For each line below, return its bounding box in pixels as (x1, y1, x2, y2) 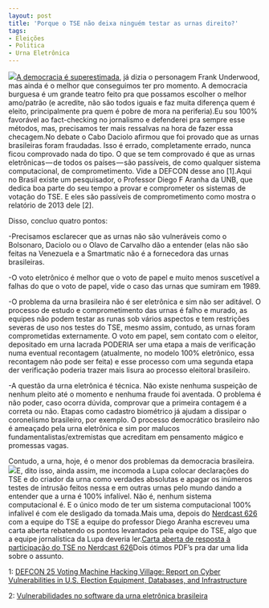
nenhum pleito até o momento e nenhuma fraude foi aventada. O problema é (8, 389, 262, 399)
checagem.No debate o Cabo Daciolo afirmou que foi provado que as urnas (8, 132, 259, 142)
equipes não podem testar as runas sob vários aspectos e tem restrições (8, 314, 251, 323)
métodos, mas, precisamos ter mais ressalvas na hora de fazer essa (8, 124, 234, 133)
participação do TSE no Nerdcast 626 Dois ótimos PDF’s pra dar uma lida (8, 543, 249, 552)
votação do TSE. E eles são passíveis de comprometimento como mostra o (8, 192, 256, 201)
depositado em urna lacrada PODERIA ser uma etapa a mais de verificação (8, 339, 256, 349)
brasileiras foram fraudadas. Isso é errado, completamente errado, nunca (8, 141, 251, 150)
